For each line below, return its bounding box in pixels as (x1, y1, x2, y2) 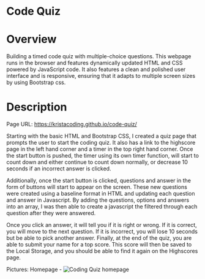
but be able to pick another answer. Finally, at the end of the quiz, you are (6, 234, 192, 242)
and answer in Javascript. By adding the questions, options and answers (6, 196, 190, 204)
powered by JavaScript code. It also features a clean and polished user (6, 66, 186, 73)
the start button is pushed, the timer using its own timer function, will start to (6, 152, 199, 159)
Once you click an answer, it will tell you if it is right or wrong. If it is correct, (6, 221, 197, 229)
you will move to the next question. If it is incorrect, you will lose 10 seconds (6, 228, 198, 235)
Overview (6, 32, 57, 47)
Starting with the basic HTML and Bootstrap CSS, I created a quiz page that (6, 132, 197, 140)
